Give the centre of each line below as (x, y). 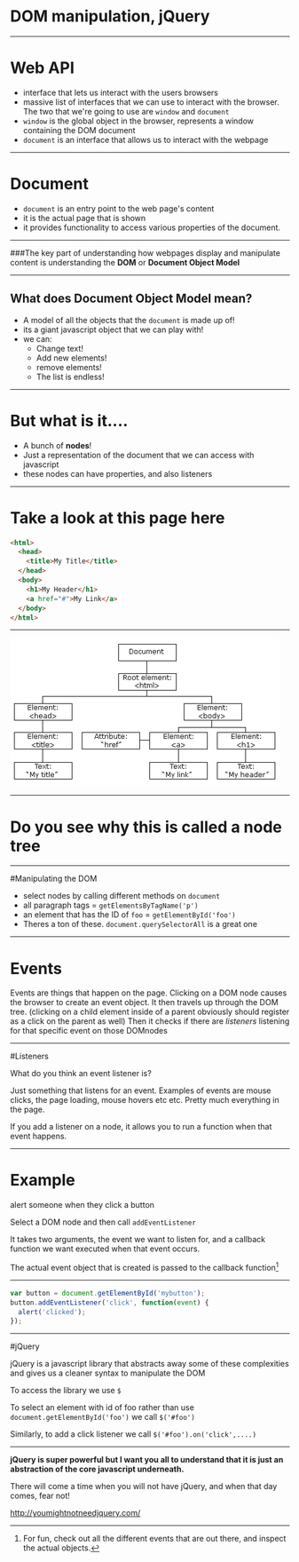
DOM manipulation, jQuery (110, 16)
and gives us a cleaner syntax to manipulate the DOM (108, 1373)
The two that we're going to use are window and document (126, 111)
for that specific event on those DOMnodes (89, 1031)
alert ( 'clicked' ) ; (52, 1312)
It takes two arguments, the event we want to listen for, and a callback (138, 1240)
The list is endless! (70, 377)
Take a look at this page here (118, 518)
